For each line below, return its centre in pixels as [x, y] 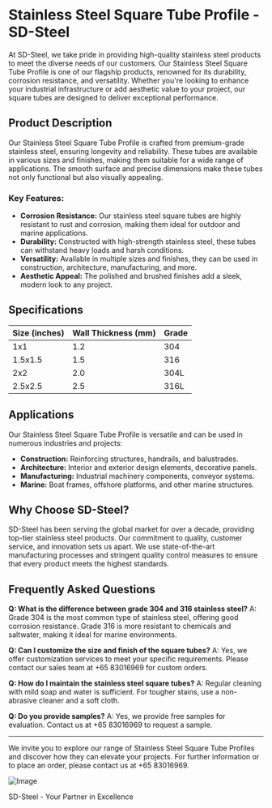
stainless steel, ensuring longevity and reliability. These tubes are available [133, 151]
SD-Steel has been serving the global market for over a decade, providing [132, 529]
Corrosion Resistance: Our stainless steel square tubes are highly [130, 216]
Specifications [46, 310]
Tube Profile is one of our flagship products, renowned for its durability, [127, 71]
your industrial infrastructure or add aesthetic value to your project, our [127, 89]
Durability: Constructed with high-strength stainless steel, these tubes [138, 242]
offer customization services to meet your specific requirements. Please [128, 659]
